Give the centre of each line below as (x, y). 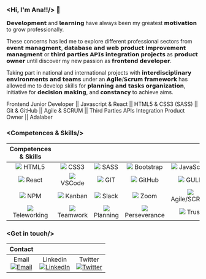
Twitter (89, 259)
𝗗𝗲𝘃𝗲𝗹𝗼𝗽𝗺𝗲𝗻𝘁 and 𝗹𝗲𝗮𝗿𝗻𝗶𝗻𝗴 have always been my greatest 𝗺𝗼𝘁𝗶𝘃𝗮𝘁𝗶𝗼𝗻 (102, 23)
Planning (106, 215)
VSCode (72, 183)
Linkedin (55, 259)
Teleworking (30, 215)
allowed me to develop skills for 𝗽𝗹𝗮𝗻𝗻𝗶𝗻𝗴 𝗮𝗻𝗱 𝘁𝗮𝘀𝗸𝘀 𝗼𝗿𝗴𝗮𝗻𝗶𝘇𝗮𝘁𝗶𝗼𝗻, (96, 86)
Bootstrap (149, 166)
